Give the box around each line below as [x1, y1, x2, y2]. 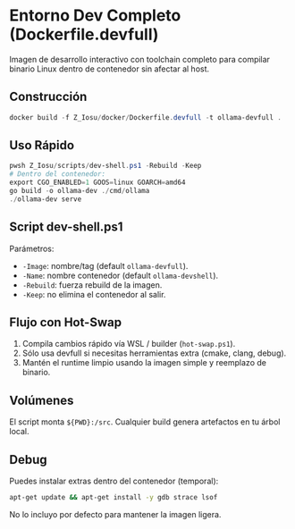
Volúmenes [9, 392, 74, 407]
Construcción [9, 89, 88, 105]
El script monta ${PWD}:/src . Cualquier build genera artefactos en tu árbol [9, 416, 281, 427]
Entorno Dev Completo [9, 5, 181, 26]
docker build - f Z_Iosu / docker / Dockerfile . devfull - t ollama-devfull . [9, 113, 282, 122]
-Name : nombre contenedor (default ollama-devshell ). [21, 270, 219, 281]
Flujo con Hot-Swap [9, 315, 122, 331]
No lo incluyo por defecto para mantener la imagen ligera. [9, 508, 222, 519]
